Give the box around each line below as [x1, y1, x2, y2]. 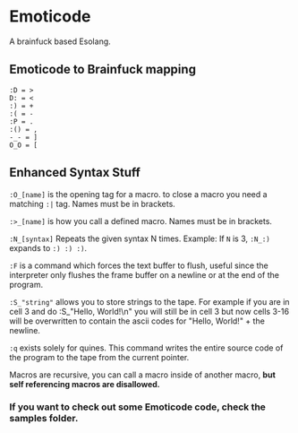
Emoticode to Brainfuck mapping [9, 62, 197, 77]
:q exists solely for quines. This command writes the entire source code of [9, 342, 284, 353]
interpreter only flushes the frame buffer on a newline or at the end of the [9, 269, 280, 280]
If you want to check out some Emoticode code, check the [9, 401, 267, 413]
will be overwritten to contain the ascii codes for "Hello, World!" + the [9, 316, 266, 326]
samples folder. [9, 412, 79, 425]
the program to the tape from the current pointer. [9, 351, 190, 362]
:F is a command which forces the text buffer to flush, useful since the [9, 260, 268, 271]
